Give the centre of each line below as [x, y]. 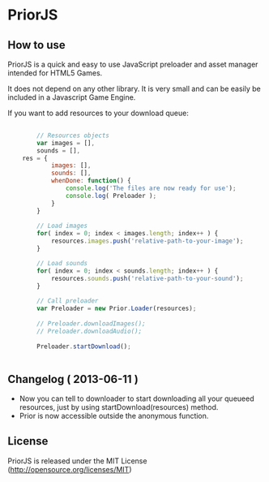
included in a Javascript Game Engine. [72, 97]
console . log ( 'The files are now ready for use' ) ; [151, 188]
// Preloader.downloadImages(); [92, 323]
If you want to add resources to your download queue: [98, 113]
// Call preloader [68, 301]
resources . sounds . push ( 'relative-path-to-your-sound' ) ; [147, 278]
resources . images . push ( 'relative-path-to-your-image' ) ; [147, 241]
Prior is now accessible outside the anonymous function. [114, 416]
